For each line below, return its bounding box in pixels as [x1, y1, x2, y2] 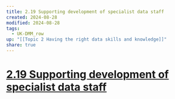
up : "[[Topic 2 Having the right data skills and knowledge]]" [6, 36, 167, 42]
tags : [6, 25, 20, 32]
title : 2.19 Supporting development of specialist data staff [6, 8, 164, 15]
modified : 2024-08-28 [6, 20, 60, 26]
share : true [6, 42, 36, 48]
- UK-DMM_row [11, 31, 44, 37]
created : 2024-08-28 [6, 14, 58, 20]
